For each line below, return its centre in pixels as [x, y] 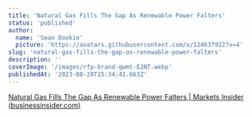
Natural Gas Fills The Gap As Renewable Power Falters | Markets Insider [126, 96]
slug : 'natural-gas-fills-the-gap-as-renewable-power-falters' [115, 52]
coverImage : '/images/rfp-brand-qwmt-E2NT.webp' [90, 67]
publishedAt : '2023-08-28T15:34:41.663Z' [78, 74]
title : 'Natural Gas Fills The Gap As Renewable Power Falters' [117, 15]
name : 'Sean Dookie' [49, 38]
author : [21, 30]
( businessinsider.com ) [45, 105]
